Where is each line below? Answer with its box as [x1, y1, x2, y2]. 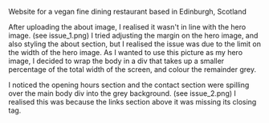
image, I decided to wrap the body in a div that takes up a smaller [8, 56, 225, 65]
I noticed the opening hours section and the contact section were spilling [8, 80, 250, 89]
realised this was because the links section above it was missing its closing [8, 97, 257, 106]
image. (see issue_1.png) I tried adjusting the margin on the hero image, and [8, 31, 259, 40]
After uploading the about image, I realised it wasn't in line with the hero [8, 22, 247, 31]
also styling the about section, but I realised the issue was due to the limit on [8, 39, 262, 49]
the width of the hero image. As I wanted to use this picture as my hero [8, 48, 243, 57]
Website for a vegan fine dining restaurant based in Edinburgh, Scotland [8, 7, 247, 16]
